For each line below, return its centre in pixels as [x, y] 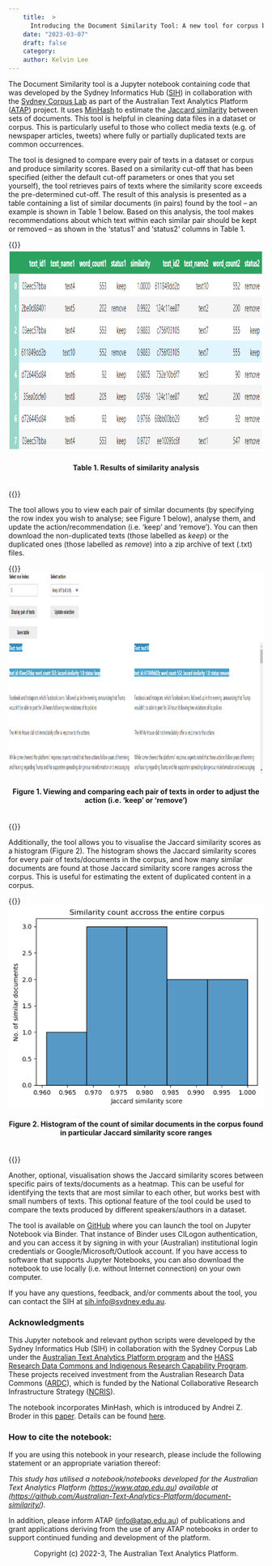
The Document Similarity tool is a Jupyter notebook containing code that [130, 84]
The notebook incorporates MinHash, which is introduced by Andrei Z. [125, 1407]
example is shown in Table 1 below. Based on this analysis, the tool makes [131, 212]
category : [40, 51]
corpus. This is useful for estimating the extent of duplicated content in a [130, 877]
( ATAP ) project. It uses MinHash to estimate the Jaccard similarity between [133, 110]
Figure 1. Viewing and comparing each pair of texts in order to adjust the [136, 792]
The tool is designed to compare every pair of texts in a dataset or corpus [131, 160]
